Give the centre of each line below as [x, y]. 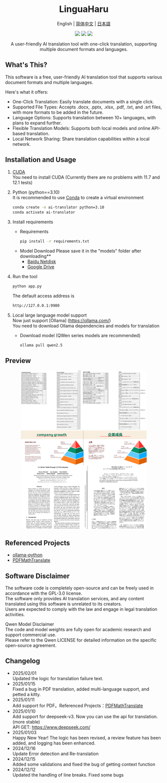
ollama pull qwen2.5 [41, 345]
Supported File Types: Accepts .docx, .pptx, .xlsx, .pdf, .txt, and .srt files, [87, 107]
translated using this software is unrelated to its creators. [64, 604]
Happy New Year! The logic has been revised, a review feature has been [86, 738]
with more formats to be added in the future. [58, 112]
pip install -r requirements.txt [55, 241]
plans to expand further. [37, 123]
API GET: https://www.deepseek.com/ [51, 727]
